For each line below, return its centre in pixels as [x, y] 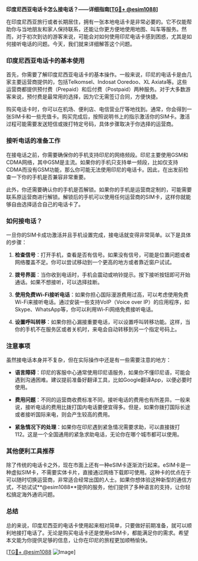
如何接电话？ [24, 221]
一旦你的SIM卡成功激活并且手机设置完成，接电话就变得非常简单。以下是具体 [99, 235]
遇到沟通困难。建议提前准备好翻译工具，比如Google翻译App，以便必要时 [103, 380]
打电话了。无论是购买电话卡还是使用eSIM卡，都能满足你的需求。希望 [105, 533]
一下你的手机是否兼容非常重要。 [50, 177]
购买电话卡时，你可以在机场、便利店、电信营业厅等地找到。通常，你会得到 [96, 109]
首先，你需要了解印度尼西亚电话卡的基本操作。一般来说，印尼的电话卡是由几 [99, 75]
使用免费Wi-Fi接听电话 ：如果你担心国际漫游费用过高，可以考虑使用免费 [101, 294]
